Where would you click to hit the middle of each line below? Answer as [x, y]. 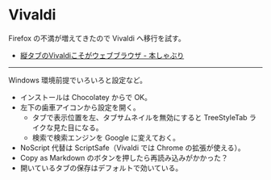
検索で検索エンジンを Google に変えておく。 [106, 137]
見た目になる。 [78, 128]
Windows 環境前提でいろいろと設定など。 [78, 80]
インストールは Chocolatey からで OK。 [85, 97]
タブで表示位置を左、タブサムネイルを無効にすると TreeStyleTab [140, 117]
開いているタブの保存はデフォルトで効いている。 [101, 168]
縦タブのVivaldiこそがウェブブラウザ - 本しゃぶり [102, 55]
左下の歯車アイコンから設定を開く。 [80, 107]
